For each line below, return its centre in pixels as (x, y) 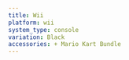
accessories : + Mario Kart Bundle (65, 44)
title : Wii (26, 15)
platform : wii (31, 23)
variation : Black (37, 37)
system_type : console (44, 30)
